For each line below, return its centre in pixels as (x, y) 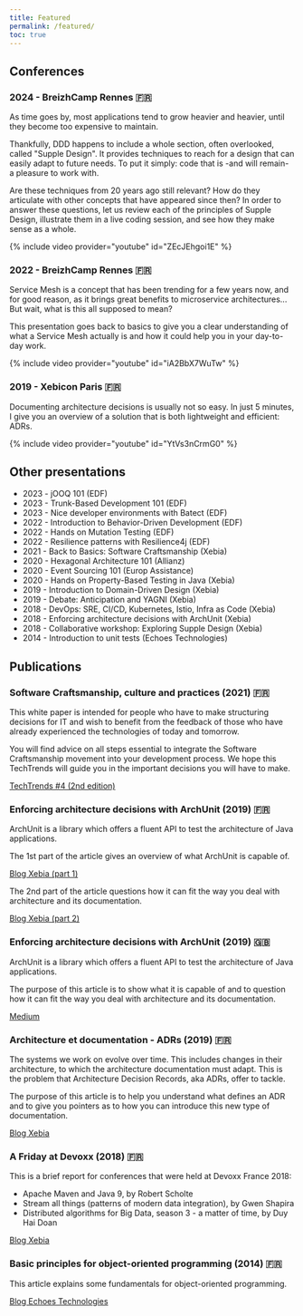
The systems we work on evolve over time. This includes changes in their (146, 1060)
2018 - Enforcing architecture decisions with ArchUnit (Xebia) (137, 619)
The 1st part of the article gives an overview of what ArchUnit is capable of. (150, 856)
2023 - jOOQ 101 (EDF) (65, 494)
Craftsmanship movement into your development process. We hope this (143, 759)
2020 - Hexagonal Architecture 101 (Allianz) (104, 561)
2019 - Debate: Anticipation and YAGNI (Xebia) (109, 600)
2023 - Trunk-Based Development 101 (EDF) (104, 503)
